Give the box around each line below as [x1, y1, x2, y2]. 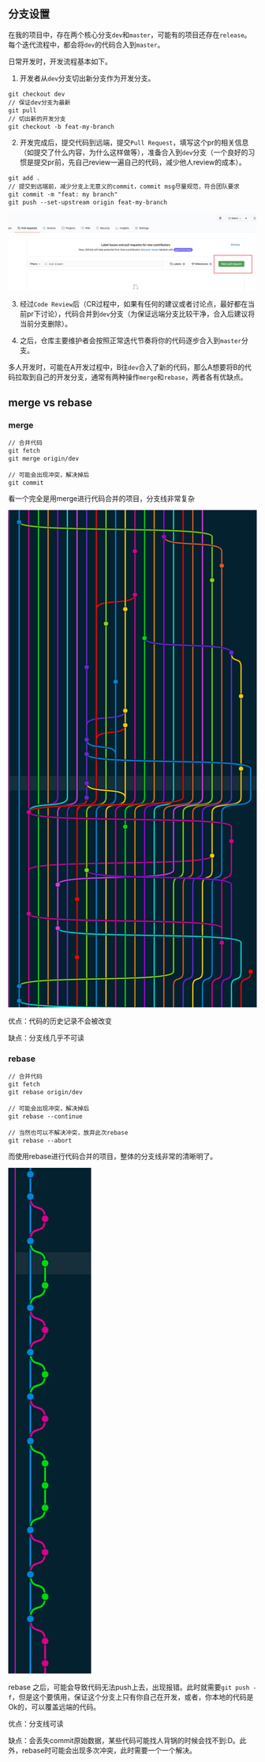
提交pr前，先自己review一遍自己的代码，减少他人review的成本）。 [33, 157, 246, 167]
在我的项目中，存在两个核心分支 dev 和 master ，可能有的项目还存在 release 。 [8, 30, 252, 40]
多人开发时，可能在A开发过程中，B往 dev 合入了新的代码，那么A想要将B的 [8, 363, 245, 372]
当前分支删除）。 [19, 319, 73, 329]
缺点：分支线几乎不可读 [8, 1033, 84, 1043]
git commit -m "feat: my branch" [8, 190, 118, 198]
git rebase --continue [8, 1113, 83, 1120]
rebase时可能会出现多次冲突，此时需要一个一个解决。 [21, 1745, 197, 1756]
